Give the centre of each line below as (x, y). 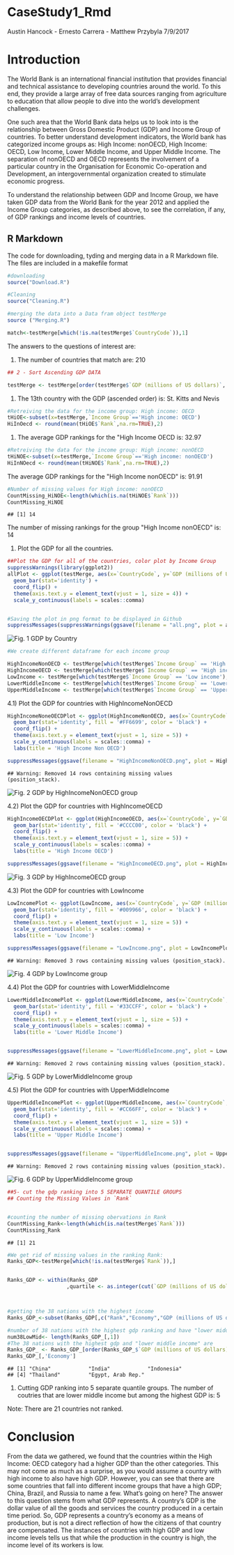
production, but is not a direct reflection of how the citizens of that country (114, 1523)
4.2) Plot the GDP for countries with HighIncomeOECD (85, 806)
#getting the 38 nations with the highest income (81, 1312)
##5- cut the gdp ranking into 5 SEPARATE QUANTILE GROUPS (95, 1192)
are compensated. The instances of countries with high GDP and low (106, 1531)
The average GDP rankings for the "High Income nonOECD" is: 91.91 (105, 476)
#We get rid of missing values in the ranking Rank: (85, 1255)
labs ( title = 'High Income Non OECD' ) (70, 748)
